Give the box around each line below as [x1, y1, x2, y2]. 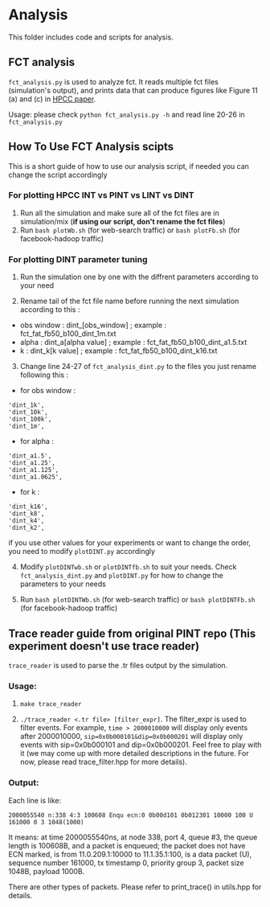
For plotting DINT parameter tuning [8, 253, 148, 265]
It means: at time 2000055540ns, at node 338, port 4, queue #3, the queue [8, 832, 258, 842]
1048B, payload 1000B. [8, 866, 85, 876]
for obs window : [19, 386, 76, 396]
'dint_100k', [8, 416, 52, 424]
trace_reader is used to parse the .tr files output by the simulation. [8, 660, 228, 670]
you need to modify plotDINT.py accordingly [8, 547, 155, 556]
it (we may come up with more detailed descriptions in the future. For [19, 749, 249, 758]
